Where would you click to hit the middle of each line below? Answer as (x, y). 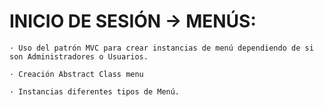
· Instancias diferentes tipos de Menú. (95, 91)
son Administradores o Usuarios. (79, 56)
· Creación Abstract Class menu (76, 74)
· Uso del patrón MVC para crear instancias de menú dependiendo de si (161, 48)
